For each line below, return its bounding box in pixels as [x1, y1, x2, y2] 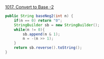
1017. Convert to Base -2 [5, 4, 54, 10]
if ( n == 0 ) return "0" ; [14, 18, 63, 23]
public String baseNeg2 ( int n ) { [5, 14, 74, 19]
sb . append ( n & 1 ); [23, 32, 60, 37]
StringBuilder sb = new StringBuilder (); [14, 22, 100, 27]
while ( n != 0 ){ [14, 27, 45, 32]
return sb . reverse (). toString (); [14, 45, 82, 50]
